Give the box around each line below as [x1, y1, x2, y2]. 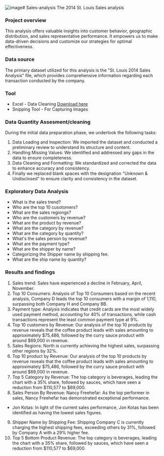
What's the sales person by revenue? [12, 236, 87, 242]
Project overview [5, 17, 47, 24]
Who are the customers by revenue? [12, 215, 86, 221]
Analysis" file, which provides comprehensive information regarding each [5, 72, 153, 78]
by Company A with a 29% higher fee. [12, 429, 90, 435]
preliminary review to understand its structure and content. [12, 144, 131, 150]
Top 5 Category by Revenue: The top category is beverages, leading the [12, 374, 158, 380]
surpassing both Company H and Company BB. [12, 301, 108, 307]
